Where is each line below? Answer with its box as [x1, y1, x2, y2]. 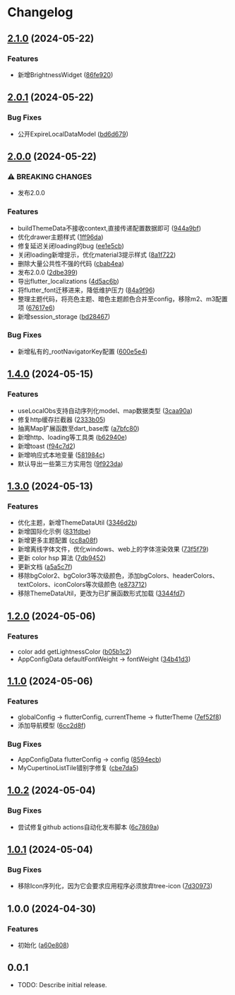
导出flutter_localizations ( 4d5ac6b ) [17, 277, 120, 285]
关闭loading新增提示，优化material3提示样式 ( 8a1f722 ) [17, 250, 176, 259]
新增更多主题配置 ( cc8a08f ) [17, 536, 99, 545]
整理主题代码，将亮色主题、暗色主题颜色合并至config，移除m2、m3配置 [17, 294, 228, 303]
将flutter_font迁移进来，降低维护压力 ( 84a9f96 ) [17, 286, 155, 294]
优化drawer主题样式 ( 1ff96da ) [17, 233, 104, 241]
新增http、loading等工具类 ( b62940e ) [17, 433, 128, 441]
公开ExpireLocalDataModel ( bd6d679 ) [17, 129, 129, 138]
